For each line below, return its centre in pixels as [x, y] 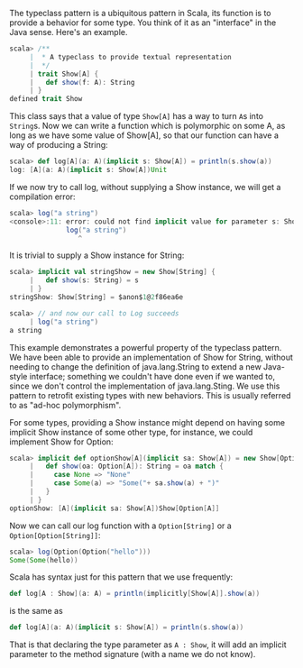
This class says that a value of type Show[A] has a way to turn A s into [137, 116]
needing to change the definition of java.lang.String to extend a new [135, 366]
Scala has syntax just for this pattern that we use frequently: [121, 577]
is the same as [36, 611]
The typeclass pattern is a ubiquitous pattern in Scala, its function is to [141, 13]
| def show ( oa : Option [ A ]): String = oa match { [126, 467]
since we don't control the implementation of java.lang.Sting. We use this [145, 386]
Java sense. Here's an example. [69, 32]
